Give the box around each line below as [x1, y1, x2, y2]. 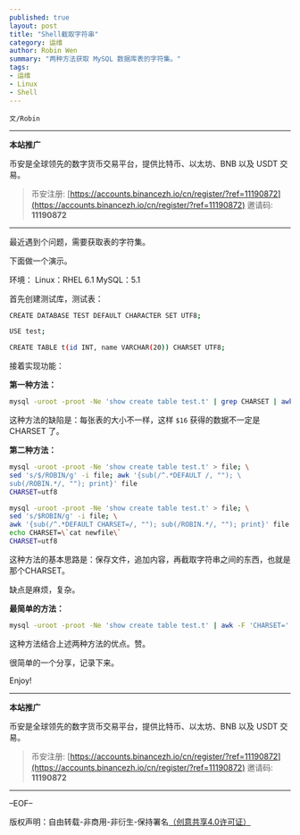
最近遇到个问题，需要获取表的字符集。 [9, 236, 150, 246]
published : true [9, 13, 70, 22]
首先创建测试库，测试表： [9, 293, 104, 304]
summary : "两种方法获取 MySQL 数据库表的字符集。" [9, 54, 181, 63]
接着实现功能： [9, 361, 64, 372]
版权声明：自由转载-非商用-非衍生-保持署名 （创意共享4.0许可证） [9, 816, 252, 827]
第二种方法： [9, 445, 56, 455]
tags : [9, 63, 29, 72]
